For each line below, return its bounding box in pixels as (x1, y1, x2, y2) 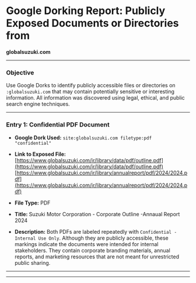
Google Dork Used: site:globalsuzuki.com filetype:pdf (14, 134, 152, 141)
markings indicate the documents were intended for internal (14, 240, 159, 247)
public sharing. (14, 259, 51, 266)
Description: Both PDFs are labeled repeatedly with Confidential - (14, 228, 177, 235)
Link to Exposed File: (14, 151, 66, 158)
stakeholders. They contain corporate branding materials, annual (14, 247, 170, 254)
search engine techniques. (6, 101, 70, 108)
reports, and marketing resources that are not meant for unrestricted (14, 253, 180, 260)
